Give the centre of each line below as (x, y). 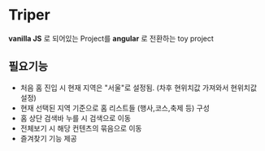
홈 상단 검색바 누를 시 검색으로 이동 (76, 118)
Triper (29, 15)
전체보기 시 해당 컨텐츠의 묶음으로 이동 (81, 128)
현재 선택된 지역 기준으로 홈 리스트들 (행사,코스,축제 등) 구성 (115, 108)
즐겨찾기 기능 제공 (48, 138)
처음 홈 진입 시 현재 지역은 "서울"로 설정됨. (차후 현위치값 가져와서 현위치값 (139, 88)
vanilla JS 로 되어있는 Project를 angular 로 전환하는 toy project (111, 38)
